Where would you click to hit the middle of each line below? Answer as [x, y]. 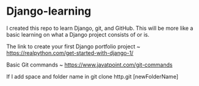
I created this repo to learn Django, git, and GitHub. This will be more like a [100, 28]
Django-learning [49, 11]
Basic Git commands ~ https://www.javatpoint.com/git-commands [89, 65]
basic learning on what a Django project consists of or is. [78, 34]
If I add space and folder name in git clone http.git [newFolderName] [92, 76]
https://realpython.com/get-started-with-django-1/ [70, 52]
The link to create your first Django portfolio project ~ [73, 46]
